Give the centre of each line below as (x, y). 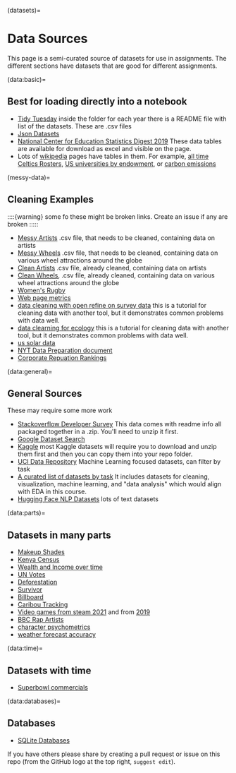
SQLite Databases (44, 740)
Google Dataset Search (51, 439)
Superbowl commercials (52, 687)
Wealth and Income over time (60, 567)
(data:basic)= (27, 79)
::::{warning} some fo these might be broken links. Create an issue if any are (118, 216)
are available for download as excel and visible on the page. (104, 148)
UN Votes (31, 575)
